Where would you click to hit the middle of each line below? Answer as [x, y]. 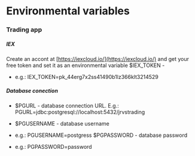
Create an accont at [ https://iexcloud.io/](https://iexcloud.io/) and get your [98, 59]
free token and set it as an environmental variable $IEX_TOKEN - [86, 65]
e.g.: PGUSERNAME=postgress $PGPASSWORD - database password [101, 135]
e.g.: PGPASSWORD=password [53, 147]
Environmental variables [68, 11]
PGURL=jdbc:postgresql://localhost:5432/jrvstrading [80, 112]
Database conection [32, 90]
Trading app [24, 30]
